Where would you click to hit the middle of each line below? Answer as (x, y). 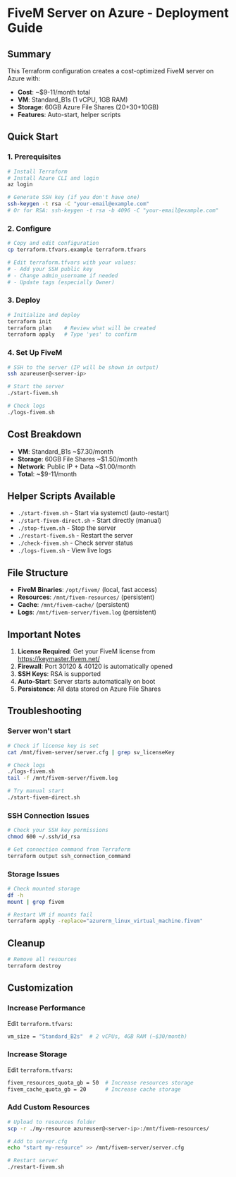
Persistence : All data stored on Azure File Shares (89, 689)
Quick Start (33, 137)
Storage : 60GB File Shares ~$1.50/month (77, 459)
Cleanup (26, 943)
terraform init (30, 321)
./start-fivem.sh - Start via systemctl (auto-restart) (93, 513)
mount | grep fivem (36, 902)
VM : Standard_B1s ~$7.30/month (66, 451)
